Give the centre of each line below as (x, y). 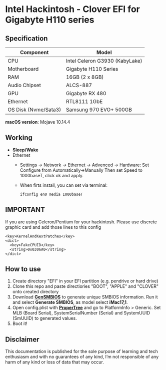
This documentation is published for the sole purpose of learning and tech (82, 351)
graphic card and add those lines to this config (53, 227)
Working (19, 138)
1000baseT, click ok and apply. (52, 175)
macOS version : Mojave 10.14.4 (38, 122)
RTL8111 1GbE (84, 101)
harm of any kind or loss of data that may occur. (54, 362)
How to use (23, 269)
